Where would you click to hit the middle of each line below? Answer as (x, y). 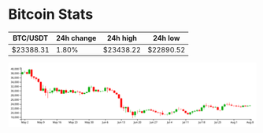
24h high (122, 38)
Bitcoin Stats (51, 14)
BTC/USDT (31, 38)
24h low (166, 38)
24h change (76, 38)
